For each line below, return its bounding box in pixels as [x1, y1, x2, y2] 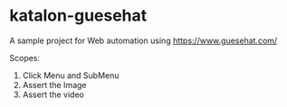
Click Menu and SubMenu [22, 69, 120, 81]
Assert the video [22, 89, 84, 100]
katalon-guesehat [9, 5, 148, 26]
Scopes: [9, 52, 41, 63]
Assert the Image [22, 79, 87, 90]
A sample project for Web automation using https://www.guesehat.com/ [9, 35, 278, 46]
